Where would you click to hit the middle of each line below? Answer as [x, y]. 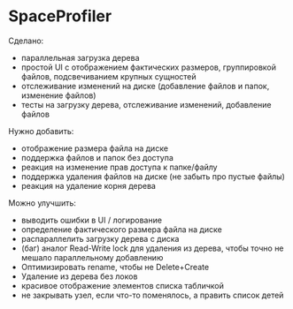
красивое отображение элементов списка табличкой [123, 285]
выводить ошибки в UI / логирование [92, 220]
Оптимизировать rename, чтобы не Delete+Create [115, 267]
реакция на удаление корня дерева [89, 185]
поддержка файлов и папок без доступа [97, 157]
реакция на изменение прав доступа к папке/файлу [119, 167]
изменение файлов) [58, 95]
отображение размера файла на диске [95, 148]
